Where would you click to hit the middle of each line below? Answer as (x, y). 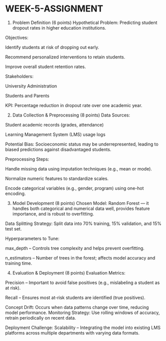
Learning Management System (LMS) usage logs (55, 134)
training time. (19, 263)
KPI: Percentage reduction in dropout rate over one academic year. (74, 105)
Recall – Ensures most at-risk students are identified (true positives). (75, 297)
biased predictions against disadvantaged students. (58, 149)
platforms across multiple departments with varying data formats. (72, 332)
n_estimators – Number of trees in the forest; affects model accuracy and (80, 257)
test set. (13, 228)
